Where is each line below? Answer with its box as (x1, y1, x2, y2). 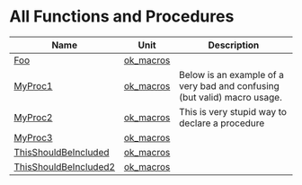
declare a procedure (179, 117, 265, 129)
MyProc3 (13, 131, 53, 144)
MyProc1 (13, 79, 53, 92)
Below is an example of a (179, 68, 285, 81)
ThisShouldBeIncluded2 (13, 160, 115, 172)
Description (208, 39, 260, 51)
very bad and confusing (179, 79, 280, 92)
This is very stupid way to (179, 105, 288, 118)
